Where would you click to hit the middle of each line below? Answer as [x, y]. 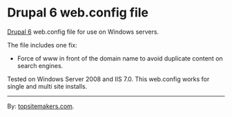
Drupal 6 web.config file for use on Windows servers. [83, 32]
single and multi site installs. [47, 86]
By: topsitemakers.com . [41, 106]
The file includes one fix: [42, 45]
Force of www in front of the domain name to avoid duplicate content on [120, 58]
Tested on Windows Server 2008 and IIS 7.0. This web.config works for [108, 79]
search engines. [40, 65]
